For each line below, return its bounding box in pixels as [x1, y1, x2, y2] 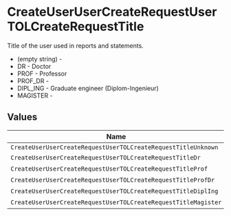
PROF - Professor [16, 69, 67, 78]
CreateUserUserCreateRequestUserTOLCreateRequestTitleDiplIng [10, 187, 219, 195]
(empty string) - [16, 54, 63, 63]
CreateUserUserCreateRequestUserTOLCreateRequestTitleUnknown [10, 143, 219, 151]
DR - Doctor [16, 62, 52, 70]
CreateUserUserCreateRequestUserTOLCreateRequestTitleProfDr [10, 176, 215, 184]
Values [7, 111, 38, 123]
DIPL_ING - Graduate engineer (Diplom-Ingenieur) [16, 84, 159, 92]
